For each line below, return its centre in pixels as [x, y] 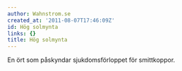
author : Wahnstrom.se [39, 14]
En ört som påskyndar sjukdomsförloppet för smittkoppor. [91, 60]
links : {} [22, 33]
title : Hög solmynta [38, 40]
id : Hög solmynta [33, 27]
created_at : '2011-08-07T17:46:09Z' [61, 20]
